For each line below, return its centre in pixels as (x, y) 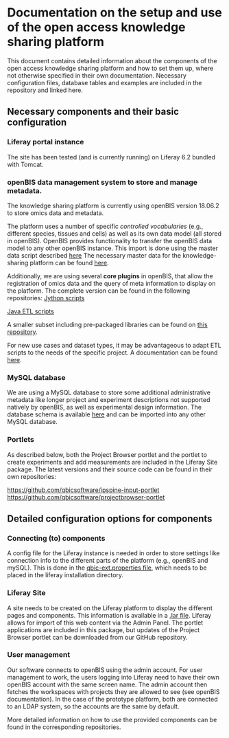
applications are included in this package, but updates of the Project (104, 629)
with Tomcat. (25, 164)
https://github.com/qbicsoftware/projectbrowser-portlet (86, 497)
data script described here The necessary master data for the (94, 255)
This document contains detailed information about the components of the (112, 60)
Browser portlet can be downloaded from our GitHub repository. (97, 637)
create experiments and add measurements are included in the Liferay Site (112, 462)
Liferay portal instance (46, 142)
